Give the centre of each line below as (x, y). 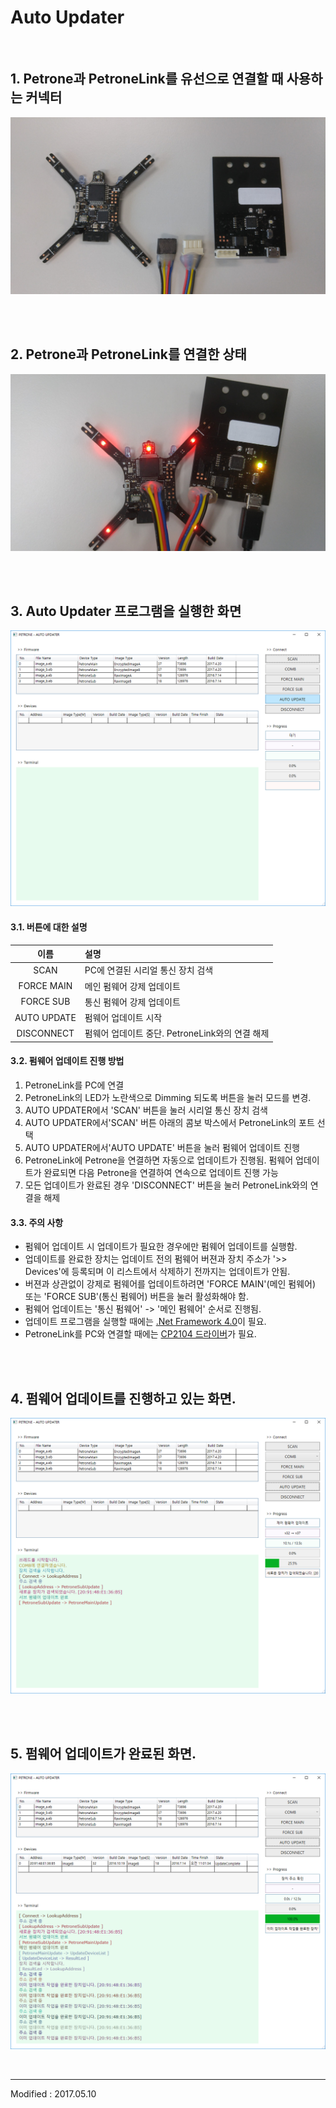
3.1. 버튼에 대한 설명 (49, 927)
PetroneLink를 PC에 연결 (74, 1085)
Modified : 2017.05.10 (53, 2093)
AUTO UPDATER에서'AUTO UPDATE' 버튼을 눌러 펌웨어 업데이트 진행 (162, 1148)
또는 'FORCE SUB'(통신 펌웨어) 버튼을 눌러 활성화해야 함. (137, 1297)
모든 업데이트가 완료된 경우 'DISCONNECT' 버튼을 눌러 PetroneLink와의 (166, 1185)
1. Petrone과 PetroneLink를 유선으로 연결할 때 (147, 79)
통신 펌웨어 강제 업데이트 (132, 1002)
